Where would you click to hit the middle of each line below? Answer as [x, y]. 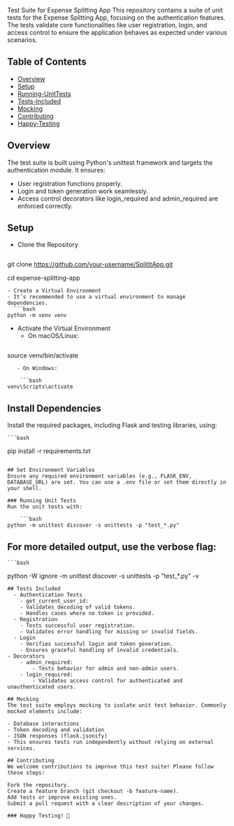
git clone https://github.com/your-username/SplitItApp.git [90, 264]
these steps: [26, 773]
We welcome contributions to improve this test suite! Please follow [111, 767]
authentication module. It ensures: [57, 170]
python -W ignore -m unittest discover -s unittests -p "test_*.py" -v [103, 576]
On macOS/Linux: [53, 336]
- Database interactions [43, 724]
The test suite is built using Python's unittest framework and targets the [110, 162]
